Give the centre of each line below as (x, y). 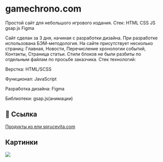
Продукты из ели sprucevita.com (40, 126)
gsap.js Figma (20, 28)
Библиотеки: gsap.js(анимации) (39, 98)
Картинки (21, 143)
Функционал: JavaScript (31, 79)
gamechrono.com (43, 9)
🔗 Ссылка (21, 114)
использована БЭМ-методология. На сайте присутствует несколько (79, 43)
